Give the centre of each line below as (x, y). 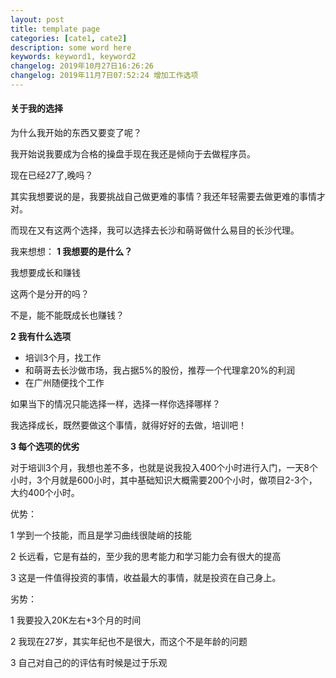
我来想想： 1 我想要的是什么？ (71, 252)
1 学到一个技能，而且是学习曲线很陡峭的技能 (101, 535)
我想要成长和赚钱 (45, 273)
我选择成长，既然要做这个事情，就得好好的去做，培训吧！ (128, 425)
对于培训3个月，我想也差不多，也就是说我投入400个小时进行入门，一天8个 (164, 468)
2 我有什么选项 (41, 337)
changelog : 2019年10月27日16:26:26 (82, 66)
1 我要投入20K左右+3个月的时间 (76, 620)
